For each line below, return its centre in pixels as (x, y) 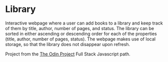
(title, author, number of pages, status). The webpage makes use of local (80, 39)
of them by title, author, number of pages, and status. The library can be (80, 28)
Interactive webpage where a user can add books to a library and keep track (84, 23)
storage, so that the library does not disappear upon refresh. (68, 44)
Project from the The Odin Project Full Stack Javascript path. (68, 54)
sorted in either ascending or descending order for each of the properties (81, 33)
